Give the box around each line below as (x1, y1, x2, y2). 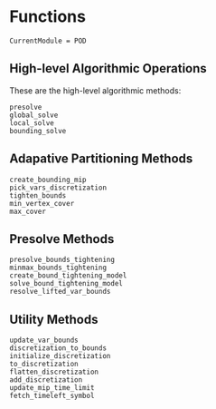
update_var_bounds (9, 336, 79, 346)
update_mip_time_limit (9, 384, 95, 393)
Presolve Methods (9, 231, 115, 247)
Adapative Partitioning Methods (9, 151, 193, 167)
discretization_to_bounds (9, 344, 107, 353)
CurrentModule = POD (9, 36, 88, 45)
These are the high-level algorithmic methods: (9, 84, 182, 96)
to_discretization (9, 360, 79, 369)
